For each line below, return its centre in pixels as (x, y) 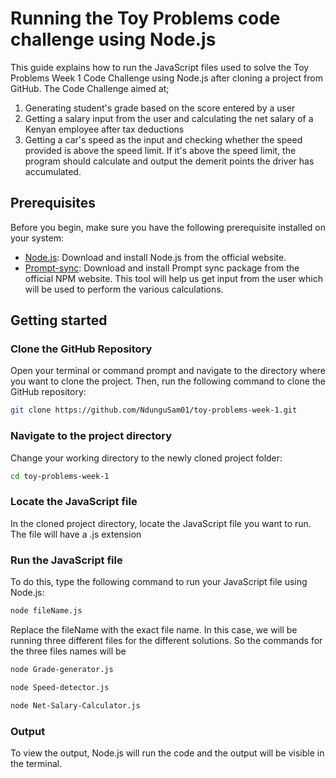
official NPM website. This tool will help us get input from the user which (173, 278)
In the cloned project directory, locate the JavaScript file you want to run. (161, 523)
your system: (37, 238)
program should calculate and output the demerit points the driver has (169, 161)
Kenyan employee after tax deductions (104, 129)
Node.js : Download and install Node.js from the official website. (155, 257)
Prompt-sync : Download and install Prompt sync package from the (162, 268)
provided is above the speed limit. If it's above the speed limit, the (160, 150)
